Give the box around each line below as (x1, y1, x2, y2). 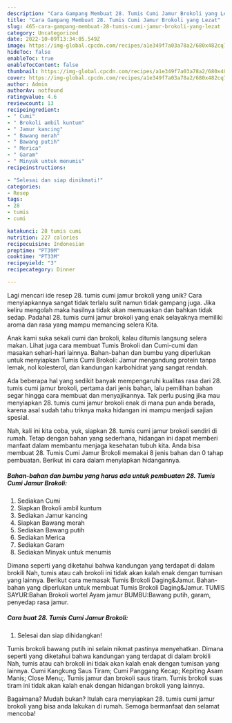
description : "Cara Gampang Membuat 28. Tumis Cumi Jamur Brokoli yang (7, 10, 217, 17)
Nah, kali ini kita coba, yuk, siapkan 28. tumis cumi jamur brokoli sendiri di (7, 426, 217, 435)
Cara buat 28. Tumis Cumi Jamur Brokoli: (7, 614, 128, 622)
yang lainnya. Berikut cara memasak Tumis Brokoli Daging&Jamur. (7, 576, 195, 584)
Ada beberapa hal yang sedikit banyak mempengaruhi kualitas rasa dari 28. (7, 376, 222, 385)
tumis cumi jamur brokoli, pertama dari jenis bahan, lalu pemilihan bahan (7, 384, 213, 392)
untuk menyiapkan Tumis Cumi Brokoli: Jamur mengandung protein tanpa (7, 356, 216, 364)
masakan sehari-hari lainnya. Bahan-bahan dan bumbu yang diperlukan (7, 348, 211, 356)
